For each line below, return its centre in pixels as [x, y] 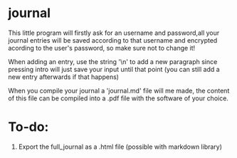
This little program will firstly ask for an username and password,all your [114, 33]
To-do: [28, 127]
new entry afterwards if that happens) [64, 77]
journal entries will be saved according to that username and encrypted [113, 40]
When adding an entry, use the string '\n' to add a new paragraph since [113, 61]
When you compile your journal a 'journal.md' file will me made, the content [119, 90]
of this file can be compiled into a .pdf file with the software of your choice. [118, 98]
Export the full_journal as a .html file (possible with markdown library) [120, 147]
